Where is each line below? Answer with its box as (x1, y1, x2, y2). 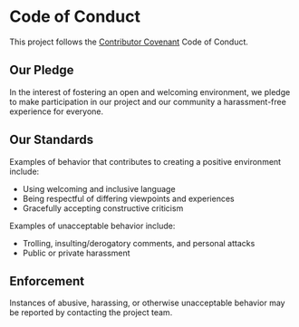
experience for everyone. (9, 106, 104, 117)
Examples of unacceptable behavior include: (9, 220, 176, 231)
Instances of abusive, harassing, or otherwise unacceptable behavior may (9, 297, 285, 309)
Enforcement (9, 274, 84, 289)
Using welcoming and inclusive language (22, 183, 176, 194)
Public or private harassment (22, 247, 130, 258)
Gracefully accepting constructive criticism (22, 202, 184, 214)
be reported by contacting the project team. (9, 307, 173, 318)
